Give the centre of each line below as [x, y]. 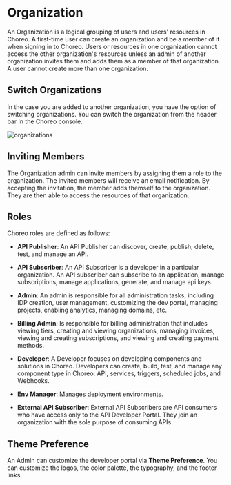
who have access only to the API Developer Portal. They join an [107, 415]
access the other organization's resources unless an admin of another [107, 54]
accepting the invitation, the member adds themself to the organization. [109, 188]
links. [15, 475]
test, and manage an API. [53, 254]
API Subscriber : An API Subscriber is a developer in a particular [108, 268]
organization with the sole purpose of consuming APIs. [95, 422]
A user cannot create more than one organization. [78, 68]
